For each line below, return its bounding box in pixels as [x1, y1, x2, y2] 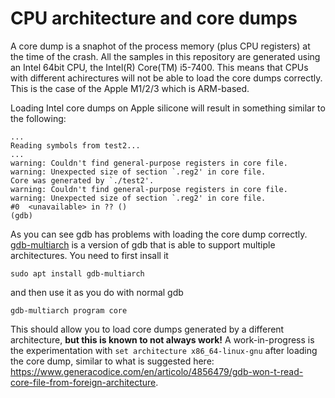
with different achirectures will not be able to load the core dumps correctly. [10, 72, 323, 84]
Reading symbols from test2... [10, 140, 141, 151]
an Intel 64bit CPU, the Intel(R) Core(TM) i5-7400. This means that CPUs [10, 61, 309, 73]
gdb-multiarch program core [10, 305, 128, 316]
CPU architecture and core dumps [10, 7, 298, 30]
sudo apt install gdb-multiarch [10, 268, 145, 279]
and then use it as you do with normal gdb [10, 286, 184, 298]
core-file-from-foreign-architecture [10, 376, 157, 388]
